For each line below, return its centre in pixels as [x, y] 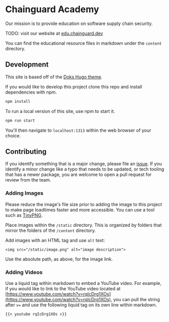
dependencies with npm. [31, 92]
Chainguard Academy [52, 9]
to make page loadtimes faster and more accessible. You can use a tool [80, 210]
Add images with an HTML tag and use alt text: [55, 240]
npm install [18, 101]
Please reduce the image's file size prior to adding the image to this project [84, 204]
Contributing [26, 151]
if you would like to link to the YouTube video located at [63, 288]
